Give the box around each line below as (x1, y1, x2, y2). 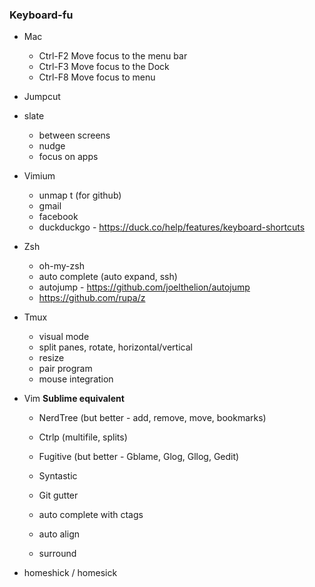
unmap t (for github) (38, 189, 122, 202)
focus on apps (38, 151, 99, 163)
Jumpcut (23, 91, 61, 103)
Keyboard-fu (9, 8, 74, 22)
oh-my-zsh (38, 260, 85, 272)
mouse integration (38, 373, 114, 385)
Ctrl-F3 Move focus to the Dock (38, 61, 170, 73)
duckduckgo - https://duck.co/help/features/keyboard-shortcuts (38, 221, 306, 233)
